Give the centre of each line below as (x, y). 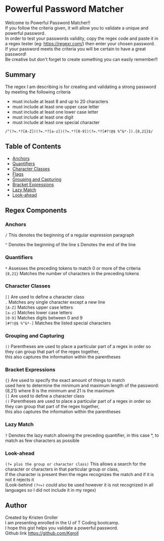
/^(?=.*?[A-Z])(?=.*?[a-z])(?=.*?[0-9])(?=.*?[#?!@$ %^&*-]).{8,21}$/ (79, 131)
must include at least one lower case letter (55, 112)
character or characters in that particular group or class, (62, 469)
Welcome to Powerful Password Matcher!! (48, 23)
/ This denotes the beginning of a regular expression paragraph (70, 235)
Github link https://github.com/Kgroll (42, 533)
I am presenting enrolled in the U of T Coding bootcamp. (62, 522)
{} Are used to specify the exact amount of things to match (65, 381)
